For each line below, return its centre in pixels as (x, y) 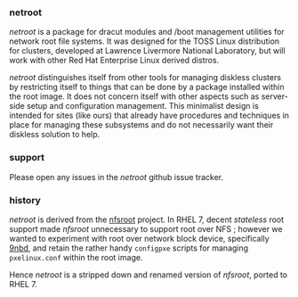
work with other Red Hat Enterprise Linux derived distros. (114, 61)
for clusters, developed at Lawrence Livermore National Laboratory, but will (148, 51)
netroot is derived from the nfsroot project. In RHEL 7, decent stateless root (147, 219)
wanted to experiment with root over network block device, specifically (139, 238)
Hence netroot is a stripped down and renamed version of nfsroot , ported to (148, 275)
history (25, 200)
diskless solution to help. (55, 135)
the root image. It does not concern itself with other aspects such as (134, 96)
